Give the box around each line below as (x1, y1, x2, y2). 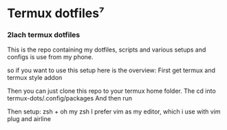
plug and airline (7, 115, 52, 123)
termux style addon (7, 74, 63, 82)
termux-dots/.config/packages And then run (7, 94, 133, 102)
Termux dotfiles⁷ (7, 6, 105, 21)
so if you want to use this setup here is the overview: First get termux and (7, 66, 215, 74)
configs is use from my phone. (7, 53, 94, 61)
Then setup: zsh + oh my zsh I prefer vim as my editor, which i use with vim (7, 107, 221, 116)
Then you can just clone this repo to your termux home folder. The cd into (7, 87, 217, 95)
